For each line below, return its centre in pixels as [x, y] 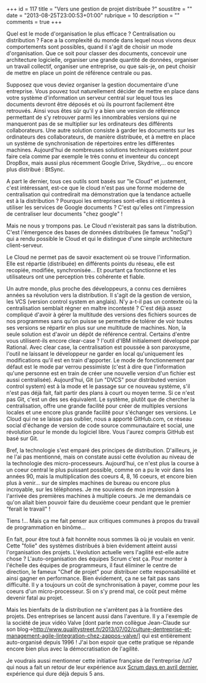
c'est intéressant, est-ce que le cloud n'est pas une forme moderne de [96, 188]
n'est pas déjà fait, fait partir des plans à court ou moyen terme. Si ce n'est [101, 393]
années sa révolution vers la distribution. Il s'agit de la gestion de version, [99, 295]
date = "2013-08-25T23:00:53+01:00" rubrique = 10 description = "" [93, 15]
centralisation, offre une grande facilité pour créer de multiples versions [97, 406]
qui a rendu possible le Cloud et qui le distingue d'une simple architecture [99, 239]
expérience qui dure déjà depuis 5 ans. [55, 673]
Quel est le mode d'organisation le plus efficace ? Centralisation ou [91, 34]
